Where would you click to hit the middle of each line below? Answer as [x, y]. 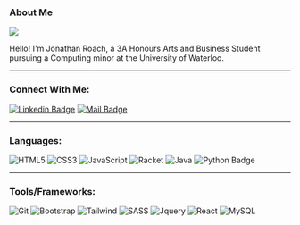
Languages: [36, 140]
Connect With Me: [50, 89]
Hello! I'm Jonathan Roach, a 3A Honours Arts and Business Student [135, 49]
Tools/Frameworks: [53, 191]
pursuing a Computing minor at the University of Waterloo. [117, 58]
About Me [31, 12]
